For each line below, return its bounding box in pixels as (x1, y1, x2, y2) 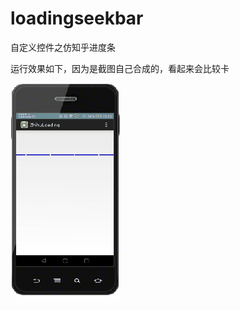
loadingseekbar (10, 7, 144, 30)
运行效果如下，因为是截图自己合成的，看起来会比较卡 (10, 62, 230, 74)
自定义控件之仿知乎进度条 (10, 41, 116, 53)
